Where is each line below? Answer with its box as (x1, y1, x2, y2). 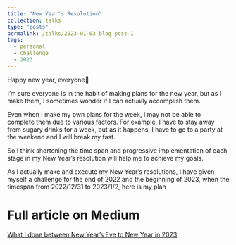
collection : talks (7, 17, 61, 24)
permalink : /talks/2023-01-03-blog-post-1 (7, 30, 134, 37)
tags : (7, 37, 23, 44)
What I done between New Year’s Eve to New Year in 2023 (7, 230, 178, 239)
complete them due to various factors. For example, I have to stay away (7, 118, 215, 126)
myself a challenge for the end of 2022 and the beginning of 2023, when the (7, 175, 230, 183)
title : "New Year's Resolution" (7, 10, 102, 18)
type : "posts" (7, 23, 49, 30)
